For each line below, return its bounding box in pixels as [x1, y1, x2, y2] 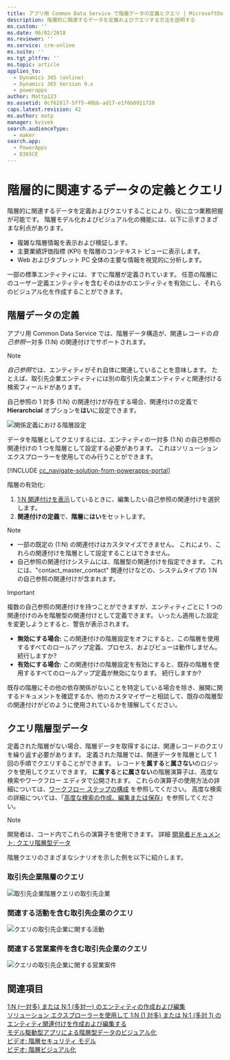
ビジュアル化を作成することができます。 [12, 287, 127, 296]
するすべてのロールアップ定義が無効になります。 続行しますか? [23, 669, 201, 677]
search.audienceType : [7, 125, 69, 132]
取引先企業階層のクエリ [7, 872, 84, 882]
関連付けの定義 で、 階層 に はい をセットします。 [16, 512, 149, 520]
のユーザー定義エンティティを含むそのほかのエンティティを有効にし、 [7, 279, 205, 287]
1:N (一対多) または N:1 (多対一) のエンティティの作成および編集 [7, 1002, 185, 1011]
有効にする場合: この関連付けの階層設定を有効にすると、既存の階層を [16, 660, 214, 668]
